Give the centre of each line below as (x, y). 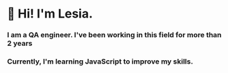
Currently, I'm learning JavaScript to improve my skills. (100, 62)
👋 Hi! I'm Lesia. (50, 14)
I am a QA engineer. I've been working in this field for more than (114, 35)
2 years (20, 43)
